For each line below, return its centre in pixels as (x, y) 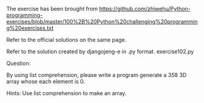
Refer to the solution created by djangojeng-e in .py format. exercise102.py (100, 51)
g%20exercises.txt (30, 28)
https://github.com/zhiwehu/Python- (145, 9)
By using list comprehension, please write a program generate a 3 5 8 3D (97, 75)
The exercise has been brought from (52, 9)
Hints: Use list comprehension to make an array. (66, 93)
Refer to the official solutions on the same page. (66, 40)
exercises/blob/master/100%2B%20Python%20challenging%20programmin (102, 22)
